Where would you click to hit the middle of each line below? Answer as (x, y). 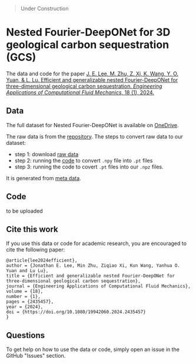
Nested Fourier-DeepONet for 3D (88, 32)
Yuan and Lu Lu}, (27, 271)
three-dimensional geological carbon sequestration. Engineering (84, 86)
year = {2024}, (25, 307)
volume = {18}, (25, 292)
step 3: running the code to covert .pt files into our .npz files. (89, 167)
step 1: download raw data (46, 154)
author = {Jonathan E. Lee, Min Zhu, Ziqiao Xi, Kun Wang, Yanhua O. (93, 266)
